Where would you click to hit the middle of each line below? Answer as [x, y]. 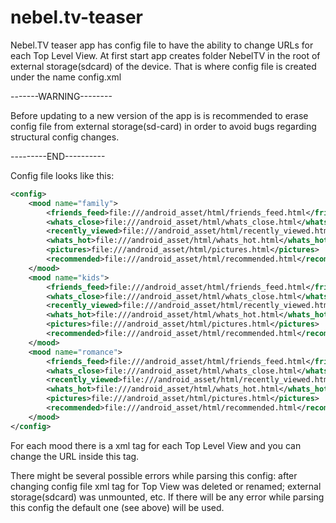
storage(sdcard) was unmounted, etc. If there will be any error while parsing [167, 497]
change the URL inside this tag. [75, 456]
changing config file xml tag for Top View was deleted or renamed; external [166, 486]
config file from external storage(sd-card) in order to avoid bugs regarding [163, 126]
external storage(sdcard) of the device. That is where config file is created [163, 66]
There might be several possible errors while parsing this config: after [154, 475]
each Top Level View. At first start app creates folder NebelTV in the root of [165, 55]
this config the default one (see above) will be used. [117, 507]
